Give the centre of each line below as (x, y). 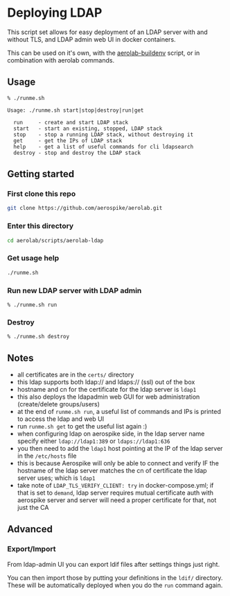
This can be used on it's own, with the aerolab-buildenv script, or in (104, 53)
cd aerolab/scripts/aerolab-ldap (55, 240)
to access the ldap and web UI (61, 419)
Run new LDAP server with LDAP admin (74, 290)
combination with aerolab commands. (61, 60)
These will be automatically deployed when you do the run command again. (115, 585)
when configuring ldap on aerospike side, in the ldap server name (111, 434)
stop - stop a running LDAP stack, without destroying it (104, 134)
